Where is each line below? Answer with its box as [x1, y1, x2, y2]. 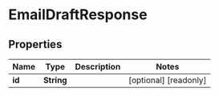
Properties [8, 38, 63, 51]
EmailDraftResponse [8, 6, 148, 24]
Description [75, 62, 121, 72]
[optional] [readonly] [128, 74, 207, 86]
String [43, 74, 67, 86]
